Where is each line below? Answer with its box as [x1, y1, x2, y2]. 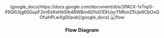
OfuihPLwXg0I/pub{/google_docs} [39, 14, 110, 20]
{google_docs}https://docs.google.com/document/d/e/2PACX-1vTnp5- [10, 4, 154, 9]
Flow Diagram [65, 26, 99, 33]
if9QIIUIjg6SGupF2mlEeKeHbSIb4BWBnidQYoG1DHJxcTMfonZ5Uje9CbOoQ [4, 9, 160, 15]
